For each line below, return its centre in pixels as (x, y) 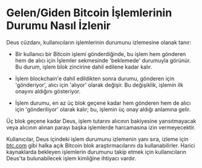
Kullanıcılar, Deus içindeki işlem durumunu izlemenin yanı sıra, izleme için (97, 139)
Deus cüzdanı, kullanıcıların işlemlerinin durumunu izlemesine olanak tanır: (99, 42)
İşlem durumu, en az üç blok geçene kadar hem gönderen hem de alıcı (103, 103)
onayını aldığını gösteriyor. (47, 91)
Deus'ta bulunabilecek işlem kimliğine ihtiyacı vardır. (71, 158)
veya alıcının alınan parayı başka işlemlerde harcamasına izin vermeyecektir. (101, 127)
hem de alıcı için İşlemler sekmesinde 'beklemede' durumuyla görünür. (103, 60)
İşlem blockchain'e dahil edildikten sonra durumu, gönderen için (95, 78)
